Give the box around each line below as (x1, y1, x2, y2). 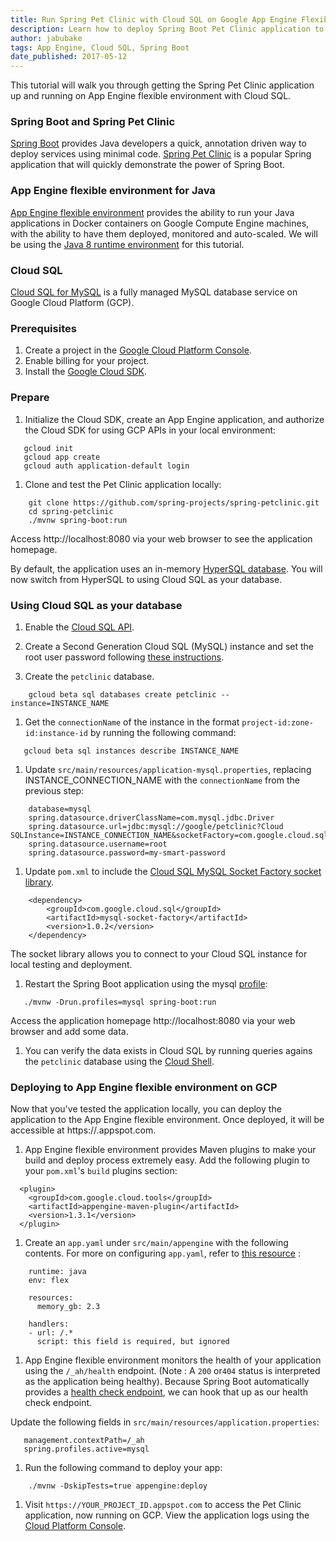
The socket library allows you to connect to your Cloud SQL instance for (10, 947, 308, 960)
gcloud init (23, 443, 74, 453)
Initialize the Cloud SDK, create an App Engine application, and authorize (24, 413, 325, 425)
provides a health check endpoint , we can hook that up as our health (24, 1386, 308, 1398)
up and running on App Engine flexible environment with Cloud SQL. (10, 90, 292, 102)
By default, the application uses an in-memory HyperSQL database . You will (10, 562, 323, 575)
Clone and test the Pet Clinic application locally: (24, 478, 222, 490)
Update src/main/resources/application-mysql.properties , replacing (24, 763, 312, 775)
